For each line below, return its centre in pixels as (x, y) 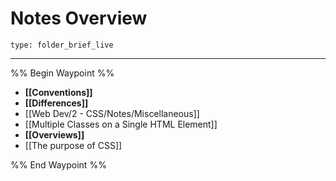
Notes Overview (79, 18)
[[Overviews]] (54, 134)
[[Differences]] (56, 103)
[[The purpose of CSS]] (73, 145)
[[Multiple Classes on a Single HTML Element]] (121, 124)
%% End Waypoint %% (58, 164)
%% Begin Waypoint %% (62, 73)
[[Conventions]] (58, 92)
